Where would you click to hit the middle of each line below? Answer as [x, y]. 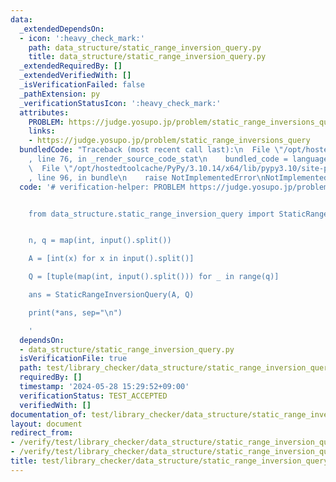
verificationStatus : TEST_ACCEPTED [93, 396]
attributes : [44, 112]
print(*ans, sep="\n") [75, 312]
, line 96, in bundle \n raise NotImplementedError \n [147, 177]
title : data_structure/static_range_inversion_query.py [147, 57]
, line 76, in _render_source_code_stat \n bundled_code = [158, 159]
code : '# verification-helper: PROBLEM [102, 187]
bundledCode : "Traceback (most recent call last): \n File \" [151, 150]
